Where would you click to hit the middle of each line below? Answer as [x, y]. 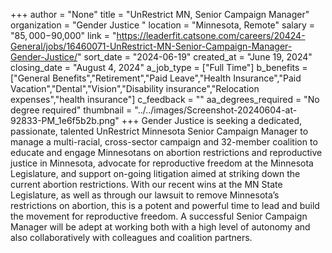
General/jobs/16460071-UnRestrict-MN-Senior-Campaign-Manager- [151, 46]
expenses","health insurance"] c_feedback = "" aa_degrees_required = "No [165, 99]
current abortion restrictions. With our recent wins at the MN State [146, 184]
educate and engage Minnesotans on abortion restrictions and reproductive [166, 152]
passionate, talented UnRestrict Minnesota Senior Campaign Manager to [159, 131]
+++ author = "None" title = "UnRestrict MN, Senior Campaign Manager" [160, 14]
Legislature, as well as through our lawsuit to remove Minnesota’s [145, 195]
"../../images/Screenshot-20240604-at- [216, 110]
